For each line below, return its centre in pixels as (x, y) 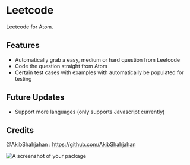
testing (23, 78)
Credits (20, 130)
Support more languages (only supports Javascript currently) (90, 112)
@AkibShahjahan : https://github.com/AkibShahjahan (71, 145)
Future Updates (35, 98)
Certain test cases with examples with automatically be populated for (99, 72)
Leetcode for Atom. (30, 27)
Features (23, 45)
